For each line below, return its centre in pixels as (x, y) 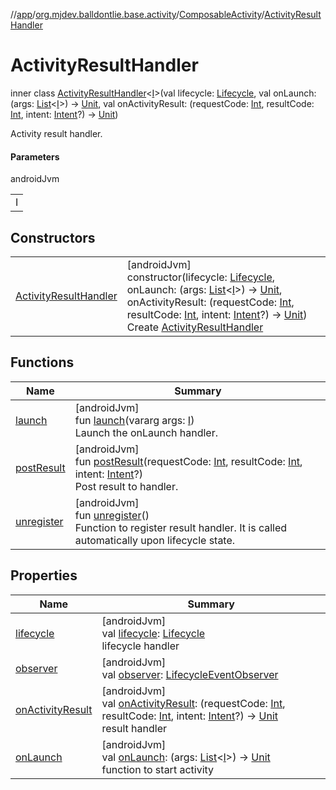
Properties (44, 575)
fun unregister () (112, 515)
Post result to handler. (126, 486)
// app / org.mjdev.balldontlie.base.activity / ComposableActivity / (137, 14)
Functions (42, 362)
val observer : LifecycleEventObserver (190, 674)
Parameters (35, 156)
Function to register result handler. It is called (181, 527)
